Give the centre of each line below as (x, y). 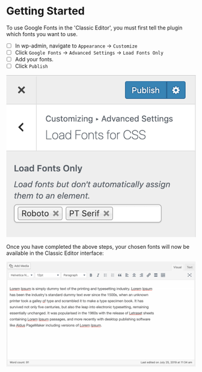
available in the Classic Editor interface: (55, 253)
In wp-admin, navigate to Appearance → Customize (76, 46)
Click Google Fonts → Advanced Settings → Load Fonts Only (89, 53)
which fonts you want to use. (42, 34)
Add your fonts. (34, 59)
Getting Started (46, 11)
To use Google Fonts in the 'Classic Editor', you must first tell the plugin (94, 28)
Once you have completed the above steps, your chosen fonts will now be (98, 246)
